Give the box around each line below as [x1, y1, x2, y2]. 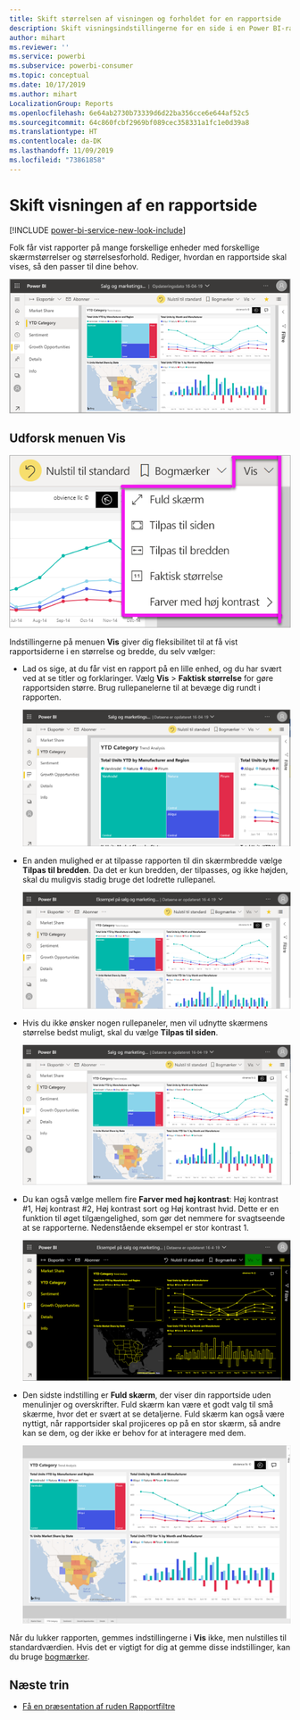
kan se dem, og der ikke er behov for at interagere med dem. [21, 1427, 246, 1438]
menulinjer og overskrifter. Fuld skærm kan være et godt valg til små [21, 1399, 274, 1409]
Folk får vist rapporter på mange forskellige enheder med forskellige [9, 242, 261, 253]
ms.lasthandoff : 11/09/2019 [9, 146, 114, 155]
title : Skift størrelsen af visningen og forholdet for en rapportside [9, 14, 281, 23]
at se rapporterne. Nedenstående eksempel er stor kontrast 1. [21, 1223, 249, 1234]
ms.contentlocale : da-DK [9, 137, 102, 146]
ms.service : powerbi [9, 52, 87, 62]
